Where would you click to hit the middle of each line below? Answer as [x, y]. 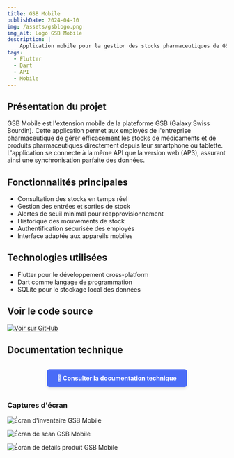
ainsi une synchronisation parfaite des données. [76, 160]
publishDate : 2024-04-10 [43, 20]
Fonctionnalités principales [68, 182]
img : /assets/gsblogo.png [45, 26]
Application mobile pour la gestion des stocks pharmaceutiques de [119, 46]
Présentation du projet [57, 106]
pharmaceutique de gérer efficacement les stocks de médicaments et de [112, 138]
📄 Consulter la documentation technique [117, 378]
